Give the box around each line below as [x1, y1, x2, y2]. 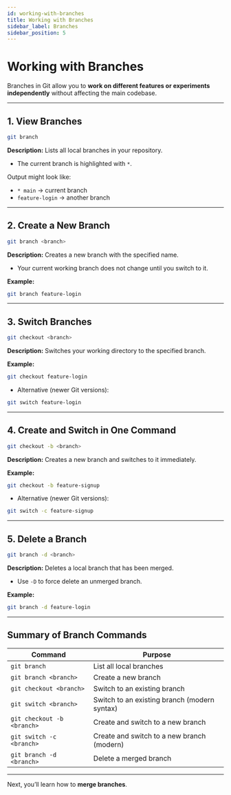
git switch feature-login [7, 399, 81, 406]
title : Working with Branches [7, 17, 94, 23]
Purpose [142, 650, 171, 659]
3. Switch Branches [7, 316, 92, 328]
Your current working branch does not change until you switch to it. [16, 264, 208, 272]
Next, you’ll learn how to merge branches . [7, 780, 127, 788]
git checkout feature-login [7, 373, 88, 381]
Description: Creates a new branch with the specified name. [7, 251, 179, 259]
